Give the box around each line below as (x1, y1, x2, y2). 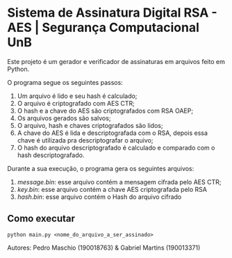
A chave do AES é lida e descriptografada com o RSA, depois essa (17, 129, 208, 137)
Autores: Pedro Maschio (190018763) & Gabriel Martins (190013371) (7, 243, 201, 252)
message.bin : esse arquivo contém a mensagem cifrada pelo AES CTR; (17, 177, 222, 186)
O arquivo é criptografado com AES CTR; (17, 99, 135, 107)
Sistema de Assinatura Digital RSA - (7, 5, 217, 21)
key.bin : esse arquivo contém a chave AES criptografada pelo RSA (17, 185, 207, 193)
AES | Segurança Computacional (7, 19, 200, 35)
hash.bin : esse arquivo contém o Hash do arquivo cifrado (17, 193, 182, 201)
